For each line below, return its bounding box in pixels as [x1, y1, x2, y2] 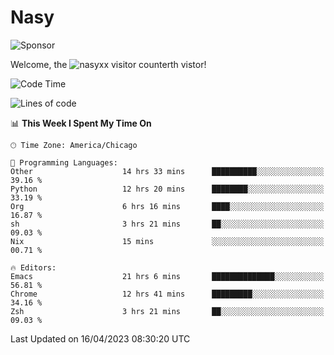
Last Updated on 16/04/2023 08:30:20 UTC [10, 332, 191, 345]
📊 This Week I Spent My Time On [10, 117, 152, 129]
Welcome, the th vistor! [10, 58, 207, 70]
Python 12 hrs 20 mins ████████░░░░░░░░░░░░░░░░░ [10, 184, 325, 194]
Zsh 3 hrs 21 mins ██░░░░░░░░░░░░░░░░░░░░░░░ [10, 306, 325, 316]
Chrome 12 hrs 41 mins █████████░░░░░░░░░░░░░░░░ [10, 289, 325, 299]
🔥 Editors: [10, 262, 57, 273]
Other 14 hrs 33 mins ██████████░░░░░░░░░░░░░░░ [10, 166, 325, 176]
